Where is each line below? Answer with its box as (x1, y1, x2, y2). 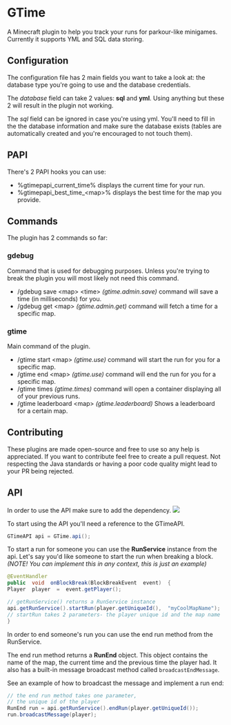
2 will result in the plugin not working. (7, 101, 114, 110)
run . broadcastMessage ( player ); (7, 711, 97, 718)
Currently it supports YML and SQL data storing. (7, 34, 144, 43)
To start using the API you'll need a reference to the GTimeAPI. (7, 519, 185, 528)
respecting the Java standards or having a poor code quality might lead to (7, 460, 217, 468)
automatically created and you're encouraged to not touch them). (7, 129, 193, 137)
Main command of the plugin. (7, 342, 91, 350)
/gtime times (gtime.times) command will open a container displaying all (17, 385, 222, 393)
